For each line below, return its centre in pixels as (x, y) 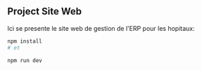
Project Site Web (45, 12)
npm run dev (25, 60)
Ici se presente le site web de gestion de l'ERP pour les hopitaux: (101, 28)
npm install (25, 41)
